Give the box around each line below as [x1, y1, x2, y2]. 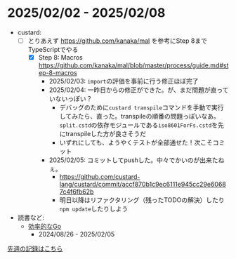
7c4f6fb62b [59, 187, 94, 196]
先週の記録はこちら [7, 244, 63, 253]
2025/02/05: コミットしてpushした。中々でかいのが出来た [48, 156, 219, 164]
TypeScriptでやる [27, 46, 79, 53]
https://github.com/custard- [59, 173, 140, 181]
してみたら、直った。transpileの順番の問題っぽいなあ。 [59, 112, 220, 121]
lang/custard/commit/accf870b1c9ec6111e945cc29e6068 [59, 180, 226, 189]
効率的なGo [27, 223, 62, 231]
